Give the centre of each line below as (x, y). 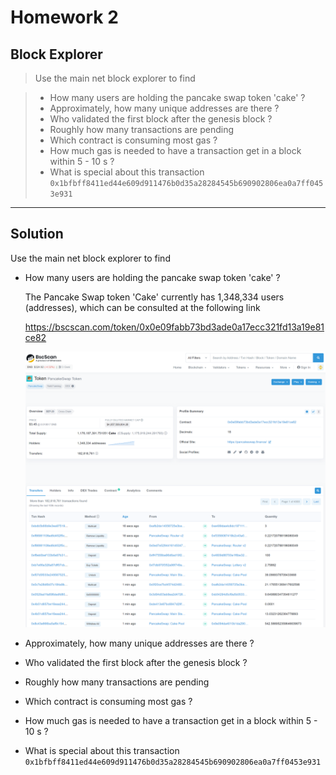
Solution (37, 234)
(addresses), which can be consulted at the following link (142, 307)
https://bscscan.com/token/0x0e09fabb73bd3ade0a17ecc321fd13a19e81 (174, 327)
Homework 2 (64, 17)
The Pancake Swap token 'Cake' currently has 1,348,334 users (154, 297)
